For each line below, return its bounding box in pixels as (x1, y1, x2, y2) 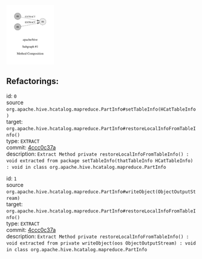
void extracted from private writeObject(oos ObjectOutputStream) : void (6, 240, 197, 246)
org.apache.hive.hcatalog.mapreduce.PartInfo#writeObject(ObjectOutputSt (6, 189, 197, 195)
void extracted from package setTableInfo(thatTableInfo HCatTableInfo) (6, 157, 194, 164)
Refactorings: (6, 76, 59, 87)
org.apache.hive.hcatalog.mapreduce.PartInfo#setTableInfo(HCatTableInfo (6, 106, 197, 113)
